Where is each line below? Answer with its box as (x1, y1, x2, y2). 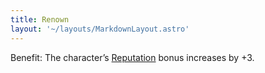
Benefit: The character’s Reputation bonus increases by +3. (10, 51, 255, 63)
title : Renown (10, 14, 70, 25)
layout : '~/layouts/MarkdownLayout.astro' (10, 24, 190, 34)
